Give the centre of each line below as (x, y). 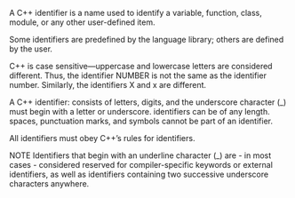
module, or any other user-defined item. (82, 22)
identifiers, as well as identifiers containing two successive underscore (139, 174)
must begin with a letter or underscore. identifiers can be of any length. (140, 111)
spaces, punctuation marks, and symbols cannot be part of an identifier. (141, 121)
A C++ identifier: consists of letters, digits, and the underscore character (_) (148, 102)
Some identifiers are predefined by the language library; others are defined (147, 40)
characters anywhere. (49, 184)
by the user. (31, 49)
